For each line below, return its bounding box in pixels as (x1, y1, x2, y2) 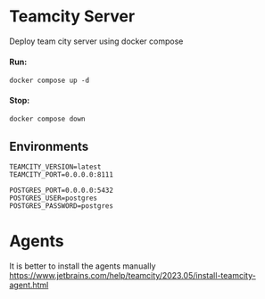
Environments (9, 138, 89, 154)
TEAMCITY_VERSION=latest (9, 162, 102, 171)
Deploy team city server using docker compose (9, 36, 184, 46)
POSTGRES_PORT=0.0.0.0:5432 (9, 186, 114, 195)
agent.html (9, 279, 49, 291)
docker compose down (9, 114, 87, 124)
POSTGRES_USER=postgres (9, 194, 98, 203)
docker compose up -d (9, 76, 90, 86)
